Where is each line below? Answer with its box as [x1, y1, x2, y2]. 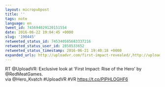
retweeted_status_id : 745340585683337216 [5, 39, 91, 44]
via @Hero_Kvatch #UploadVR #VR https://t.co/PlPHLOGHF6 [5, 76, 129, 82]
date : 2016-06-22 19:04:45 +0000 [5, 30, 74, 35]
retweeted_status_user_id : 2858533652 [5, 43, 84, 48]
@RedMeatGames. [5, 71, 43, 77]
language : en [5, 21, 32, 26]
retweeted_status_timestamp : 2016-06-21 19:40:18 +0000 [5, 48, 122, 53]
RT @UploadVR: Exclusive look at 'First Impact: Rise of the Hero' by [5, 66, 142, 72]
